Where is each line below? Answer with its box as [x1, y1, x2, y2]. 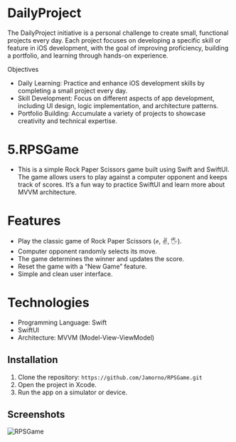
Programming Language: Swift [17, 318, 107, 327]
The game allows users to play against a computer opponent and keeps [17, 172, 227, 181]
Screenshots [7, 408, 65, 421]
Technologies [7, 295, 90, 310]
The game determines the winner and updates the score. [17, 254, 185, 263]
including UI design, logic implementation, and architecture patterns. [17, 101, 219, 110]
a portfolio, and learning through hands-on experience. [7, 51, 168, 60]
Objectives [7, 65, 39, 73]
